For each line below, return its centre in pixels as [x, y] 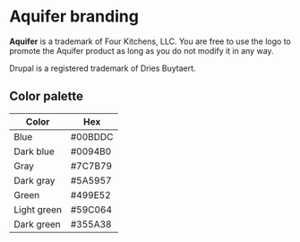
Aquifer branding [74, 17]
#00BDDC [92, 136]
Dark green [37, 224]
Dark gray [34, 180]
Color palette [46, 96]
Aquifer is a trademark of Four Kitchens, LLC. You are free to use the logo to [150, 41]
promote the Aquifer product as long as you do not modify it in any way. [142, 50]
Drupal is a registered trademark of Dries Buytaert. [103, 68]
